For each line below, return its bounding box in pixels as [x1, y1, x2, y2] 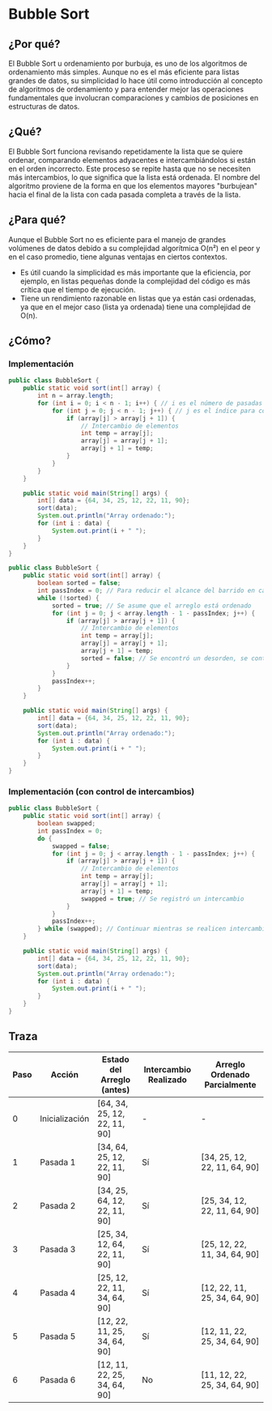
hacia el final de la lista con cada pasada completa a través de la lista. [8, 190, 241, 199]
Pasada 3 [40, 1243, 76, 1255]
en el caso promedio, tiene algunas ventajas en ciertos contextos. [8, 252, 228, 262]
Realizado [147, 1074, 188, 1085]
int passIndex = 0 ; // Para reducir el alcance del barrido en [37, 586, 255, 595]
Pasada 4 [40, 1287, 76, 1298]
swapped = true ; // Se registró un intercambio [80, 894, 244, 903]
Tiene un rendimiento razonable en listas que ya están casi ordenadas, [19, 293, 257, 303]
